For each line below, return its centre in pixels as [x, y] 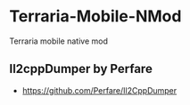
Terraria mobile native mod [59, 41]
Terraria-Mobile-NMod [95, 16]
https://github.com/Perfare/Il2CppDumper [99, 90]
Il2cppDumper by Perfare [81, 69]
